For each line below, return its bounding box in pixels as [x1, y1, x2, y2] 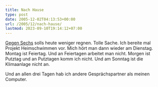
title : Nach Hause [5, 7, 44, 13]
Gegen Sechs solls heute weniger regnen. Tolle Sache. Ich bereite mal [5, 40, 151, 46]
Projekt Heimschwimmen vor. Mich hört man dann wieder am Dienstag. [5, 45, 153, 51]
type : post [5, 12, 28, 17]
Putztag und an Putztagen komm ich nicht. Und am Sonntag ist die [5, 56, 143, 62]
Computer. [5, 76, 27, 82]
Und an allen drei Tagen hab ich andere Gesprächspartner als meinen [5, 71, 150, 77]
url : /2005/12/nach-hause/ [5, 21, 62, 27]
